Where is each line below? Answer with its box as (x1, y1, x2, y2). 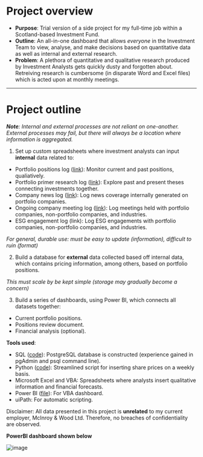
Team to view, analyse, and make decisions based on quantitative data (14, 44, 191, 51)
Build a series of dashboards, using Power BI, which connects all (14, 296, 176, 304)
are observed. (6, 420, 41, 428)
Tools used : (6, 339, 36, 346)
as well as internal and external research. (14, 50, 118, 57)
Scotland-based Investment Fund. (14, 30, 100, 38)
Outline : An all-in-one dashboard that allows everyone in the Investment (14, 37, 195, 44)
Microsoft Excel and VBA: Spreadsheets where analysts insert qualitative (14, 376, 196, 384)
